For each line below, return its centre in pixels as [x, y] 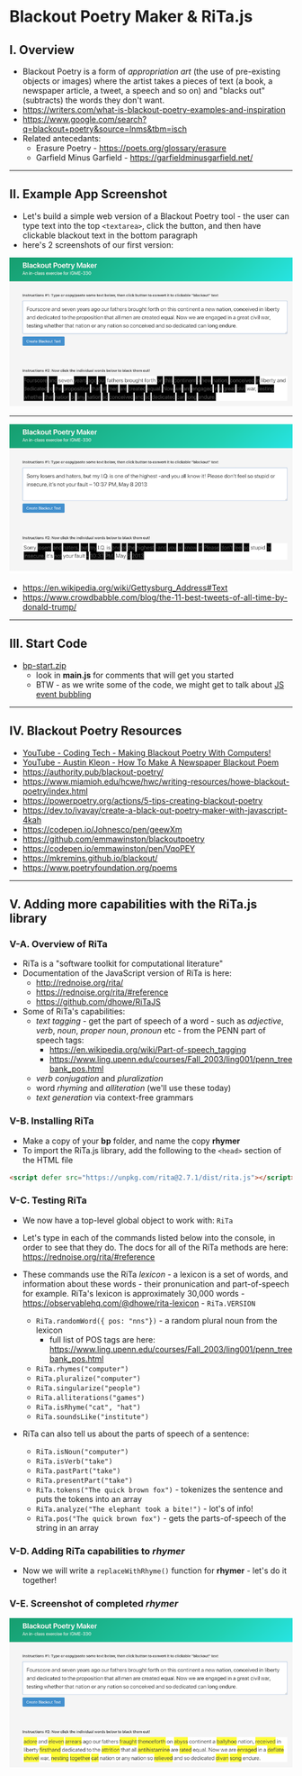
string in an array [67, 1527]
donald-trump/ [49, 607]
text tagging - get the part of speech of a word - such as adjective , [160, 1021]
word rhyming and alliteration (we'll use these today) [133, 1088]
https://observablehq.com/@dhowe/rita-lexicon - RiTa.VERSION [139, 1303]
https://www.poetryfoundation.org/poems [100, 868]
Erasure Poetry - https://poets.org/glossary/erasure [131, 148]
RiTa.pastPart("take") [78, 1471]
